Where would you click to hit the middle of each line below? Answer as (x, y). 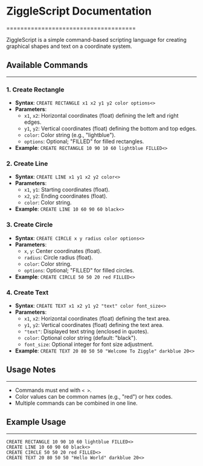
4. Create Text (27, 292)
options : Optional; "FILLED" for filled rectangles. (84, 141)
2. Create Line (27, 163)
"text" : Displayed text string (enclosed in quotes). (86, 331)
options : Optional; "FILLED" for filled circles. (79, 270)
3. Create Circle (30, 225)
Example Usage (36, 422)
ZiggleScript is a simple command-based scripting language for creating (96, 39)
